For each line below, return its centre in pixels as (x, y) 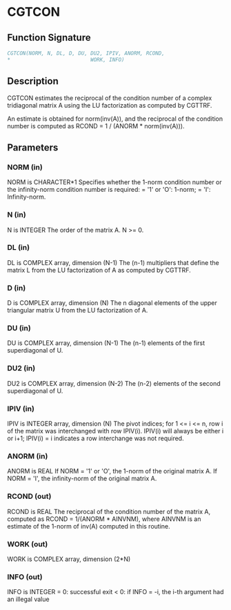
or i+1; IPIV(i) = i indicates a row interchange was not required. (96, 438)
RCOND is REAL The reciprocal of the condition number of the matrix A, (109, 511)
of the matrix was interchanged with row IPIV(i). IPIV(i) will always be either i (115, 431)
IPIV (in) (21, 409)
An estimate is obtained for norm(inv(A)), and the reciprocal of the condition (115, 119)
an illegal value (28, 599)
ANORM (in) (28, 456)
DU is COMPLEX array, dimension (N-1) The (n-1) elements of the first (106, 343)
